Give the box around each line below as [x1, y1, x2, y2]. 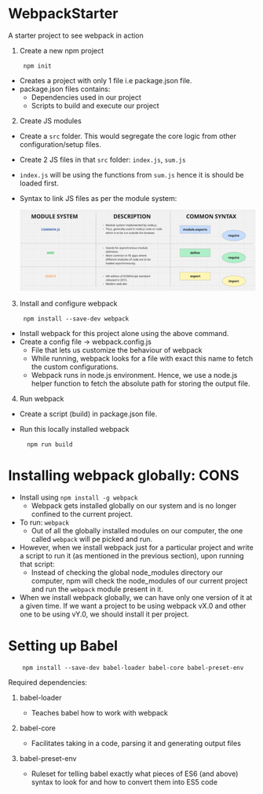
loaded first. [19, 178, 59, 188]
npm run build [27, 441, 73, 448]
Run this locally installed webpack [19, 424, 130, 434]
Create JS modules [19, 115, 82, 126]
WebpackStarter [8, 5, 119, 23]
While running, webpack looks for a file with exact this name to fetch [31, 353, 254, 363]
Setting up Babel [8, 637, 118, 655]
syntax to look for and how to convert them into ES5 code [31, 777, 218, 786]
